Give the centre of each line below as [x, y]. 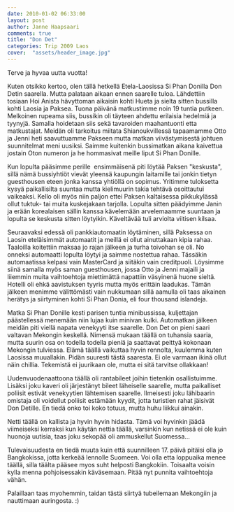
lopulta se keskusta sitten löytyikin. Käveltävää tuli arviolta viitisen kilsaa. [112, 218]
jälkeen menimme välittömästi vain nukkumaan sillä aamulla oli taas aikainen [117, 292]
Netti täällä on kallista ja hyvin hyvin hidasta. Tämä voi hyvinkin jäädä [106, 421]
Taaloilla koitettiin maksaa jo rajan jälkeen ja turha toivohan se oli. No [106, 247]
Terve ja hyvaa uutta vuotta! [47, 72]
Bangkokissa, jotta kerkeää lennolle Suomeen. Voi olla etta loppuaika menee [117, 457]
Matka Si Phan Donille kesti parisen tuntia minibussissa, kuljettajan [103, 313]
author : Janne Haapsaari [43, 27]
